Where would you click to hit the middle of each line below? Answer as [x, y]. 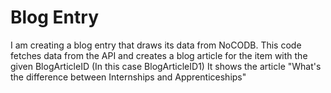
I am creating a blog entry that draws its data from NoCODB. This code [156, 45]
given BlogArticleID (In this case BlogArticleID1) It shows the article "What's [166, 66]
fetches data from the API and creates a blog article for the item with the [159, 55]
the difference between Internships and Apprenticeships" [128, 77]
